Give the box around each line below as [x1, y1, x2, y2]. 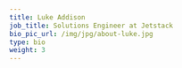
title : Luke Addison [9, 12, 87, 22]
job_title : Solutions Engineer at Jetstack [9, 21, 174, 30]
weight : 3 [9, 46, 46, 55]
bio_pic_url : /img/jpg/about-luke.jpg [9, 29, 153, 38]
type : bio [9, 37, 46, 47]
